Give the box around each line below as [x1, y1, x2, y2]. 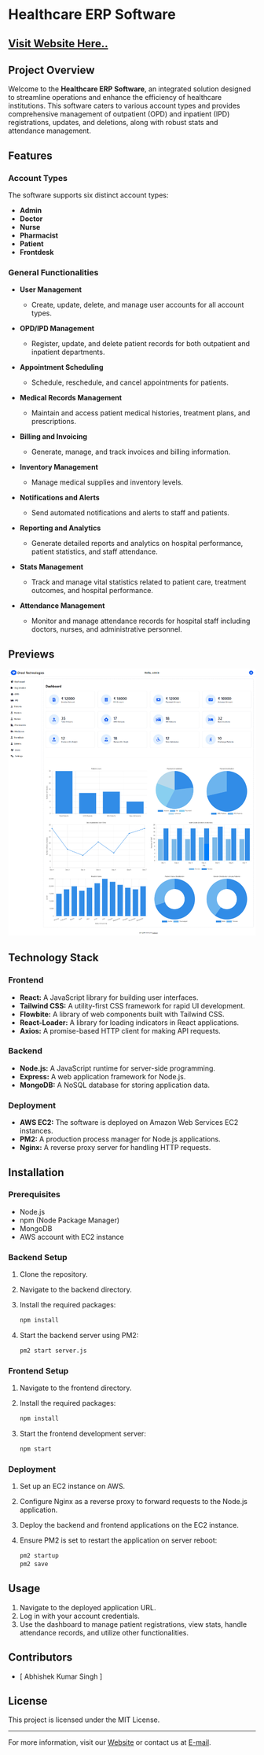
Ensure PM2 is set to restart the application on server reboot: [19, 1536, 218, 1545]
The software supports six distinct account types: [8, 190, 169, 200]
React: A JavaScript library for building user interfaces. [19, 993, 199, 1002]
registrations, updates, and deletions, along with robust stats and [8, 118, 218, 127]
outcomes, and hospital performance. [31, 586, 153, 595]
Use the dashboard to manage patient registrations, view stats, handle [19, 1619, 247, 1629]
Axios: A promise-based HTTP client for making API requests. [19, 1026, 222, 1035]
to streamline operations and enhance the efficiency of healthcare [8, 93, 222, 102]
